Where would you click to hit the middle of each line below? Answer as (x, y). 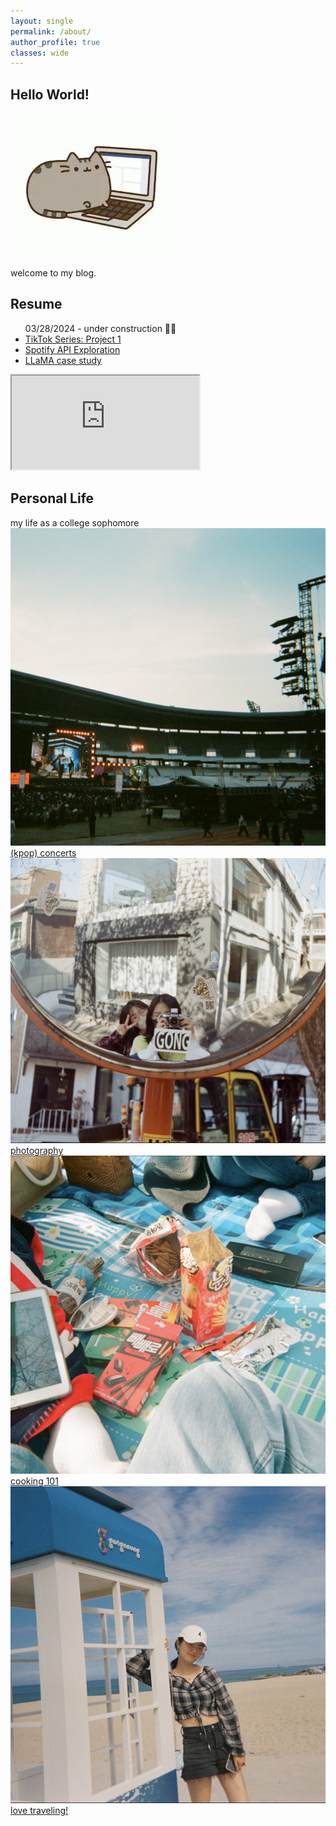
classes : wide (40, 53)
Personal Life (52, 498)
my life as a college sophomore (75, 522)
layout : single (42, 21)
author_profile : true (55, 42)
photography (37, 1151)
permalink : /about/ (51, 31)
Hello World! (50, 94)
